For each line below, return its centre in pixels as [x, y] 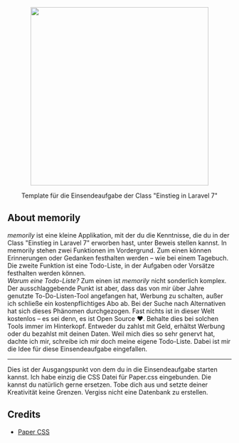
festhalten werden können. [47, 273]
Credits [24, 415]
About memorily [44, 218]
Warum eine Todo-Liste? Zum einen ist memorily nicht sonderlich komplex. [117, 280]
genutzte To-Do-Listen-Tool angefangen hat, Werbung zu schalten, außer [116, 295]
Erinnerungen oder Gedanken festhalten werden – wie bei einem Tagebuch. [118, 258]
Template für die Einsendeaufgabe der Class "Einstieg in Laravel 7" [119, 195]
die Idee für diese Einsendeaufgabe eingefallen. [78, 349]
